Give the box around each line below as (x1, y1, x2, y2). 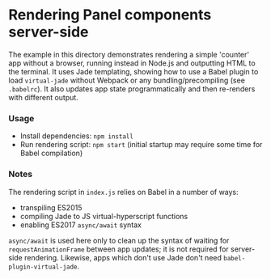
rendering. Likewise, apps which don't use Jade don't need (23, 252, 222, 262)
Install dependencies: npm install (19, 131, 133, 141)
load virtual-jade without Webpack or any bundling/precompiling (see (8, 75, 245, 85)
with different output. (8, 92, 78, 102)
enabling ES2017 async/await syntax (19, 220, 142, 230)
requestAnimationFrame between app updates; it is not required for (8, 244, 229, 254)
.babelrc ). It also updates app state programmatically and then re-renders (8, 83, 256, 94)
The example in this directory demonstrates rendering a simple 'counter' (8, 49, 249, 59)
